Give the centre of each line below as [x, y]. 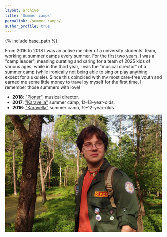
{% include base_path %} [31, 41]
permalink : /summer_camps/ [33, 21]
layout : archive [22, 10]
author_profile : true [28, 26]
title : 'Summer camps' [29, 16]
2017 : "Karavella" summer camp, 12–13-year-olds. [64, 102]
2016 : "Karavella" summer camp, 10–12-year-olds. [64, 108]
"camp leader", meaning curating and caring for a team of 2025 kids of [78, 61]
